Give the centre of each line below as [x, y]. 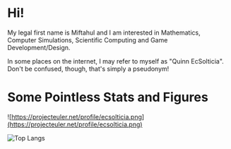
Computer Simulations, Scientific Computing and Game [88, 40]
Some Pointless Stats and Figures [108, 97]
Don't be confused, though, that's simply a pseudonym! [88, 68]
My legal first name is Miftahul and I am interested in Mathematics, [104, 32]
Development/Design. [39, 47]
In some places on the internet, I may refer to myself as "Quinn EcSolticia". [115, 61]
